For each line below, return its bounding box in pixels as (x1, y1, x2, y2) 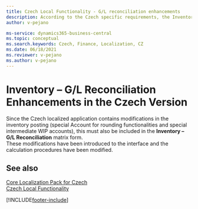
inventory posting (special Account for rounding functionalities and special (6, 121, 187, 128)
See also (6, 163, 38, 173)
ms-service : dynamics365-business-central (6, 30, 112, 36)
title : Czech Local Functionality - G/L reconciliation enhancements (6, 8, 181, 15)
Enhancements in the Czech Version (6, 95, 188, 109)
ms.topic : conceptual (6, 36, 60, 42)
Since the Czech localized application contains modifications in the (6, 115, 169, 122)
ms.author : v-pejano (6, 57, 57, 64)
